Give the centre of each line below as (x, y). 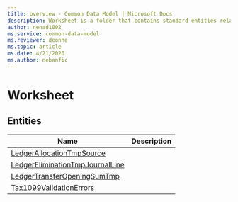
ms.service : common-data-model (53, 34)
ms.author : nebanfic (38, 60)
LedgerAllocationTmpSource (58, 153)
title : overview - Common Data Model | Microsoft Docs (90, 14)
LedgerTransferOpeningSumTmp (66, 176)
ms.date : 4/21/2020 (36, 54)
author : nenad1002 (34, 27)
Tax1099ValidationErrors (52, 187)
